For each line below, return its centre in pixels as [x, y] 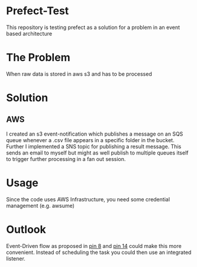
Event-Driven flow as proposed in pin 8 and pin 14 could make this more [94, 246]
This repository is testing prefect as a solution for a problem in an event [93, 27]
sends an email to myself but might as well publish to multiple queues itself [97, 153]
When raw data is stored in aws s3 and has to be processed [79, 74]
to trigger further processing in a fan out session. [66, 159]
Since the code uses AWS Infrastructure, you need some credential [88, 199]
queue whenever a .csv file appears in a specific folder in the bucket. [90, 140]
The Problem [38, 58]
